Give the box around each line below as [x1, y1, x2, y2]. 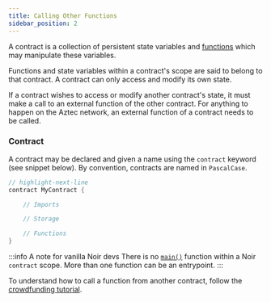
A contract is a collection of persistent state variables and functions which [8, 41, 256, 51]
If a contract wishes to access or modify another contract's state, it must [8, 90, 251, 99]
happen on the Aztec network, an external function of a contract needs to [8, 107, 254, 117]
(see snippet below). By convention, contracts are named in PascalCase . [8, 162, 248, 172]
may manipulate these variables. [8, 50, 116, 60]
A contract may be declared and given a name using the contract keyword [8, 154, 256, 164]
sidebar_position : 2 [8, 19, 78, 27]
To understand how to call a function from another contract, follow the [8, 276, 243, 286]
